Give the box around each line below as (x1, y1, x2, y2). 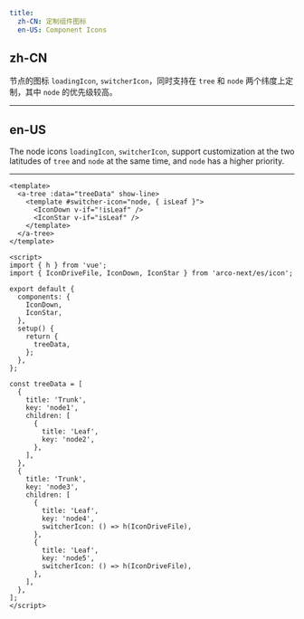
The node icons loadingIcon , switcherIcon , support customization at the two (9, 146, 296, 157)
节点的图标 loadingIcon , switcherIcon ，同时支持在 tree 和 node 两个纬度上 (9, 75, 286, 86)
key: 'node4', (42, 514, 95, 524)
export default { (9, 285, 75, 294)
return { (25, 332, 59, 341)
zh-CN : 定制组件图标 (17, 16, 87, 26)
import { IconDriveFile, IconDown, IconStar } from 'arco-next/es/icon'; (9, 269, 294, 278)
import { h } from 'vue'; (9, 261, 107, 271)
